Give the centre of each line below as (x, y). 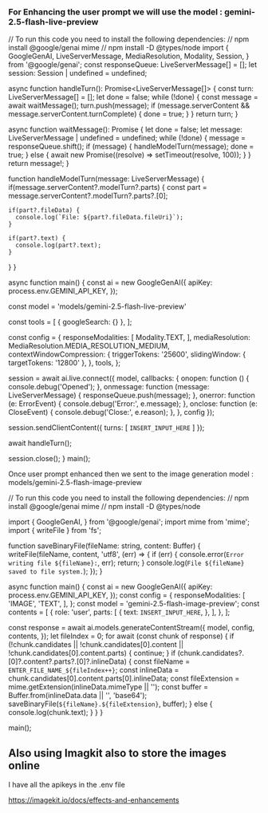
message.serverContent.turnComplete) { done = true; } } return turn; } (123, 114)
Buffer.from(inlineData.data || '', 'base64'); (78, 696)
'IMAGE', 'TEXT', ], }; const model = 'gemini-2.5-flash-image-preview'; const (134, 604)
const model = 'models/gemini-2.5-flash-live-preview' (97, 306)
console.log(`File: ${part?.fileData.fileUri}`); (99, 218)
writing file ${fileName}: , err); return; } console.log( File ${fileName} (126, 563)
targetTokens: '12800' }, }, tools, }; (65, 363)
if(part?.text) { (37, 239)
